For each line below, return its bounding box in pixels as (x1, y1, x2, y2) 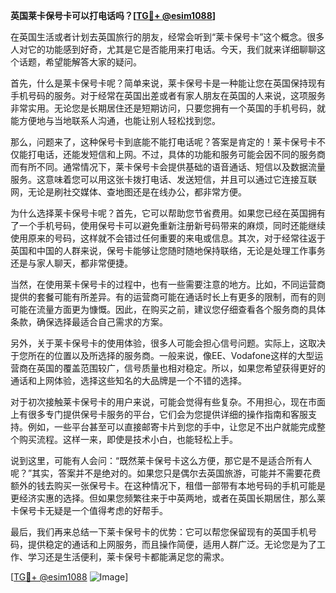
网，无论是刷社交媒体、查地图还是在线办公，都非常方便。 (10, 186, 247, 198)
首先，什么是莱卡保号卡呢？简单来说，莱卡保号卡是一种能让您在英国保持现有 (10, 77, 326, 89)
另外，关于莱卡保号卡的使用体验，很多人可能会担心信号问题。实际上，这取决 (10, 337, 326, 349)
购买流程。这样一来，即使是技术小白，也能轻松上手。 (18, 434, 238, 445)
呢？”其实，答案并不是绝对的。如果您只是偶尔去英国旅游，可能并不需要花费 (10, 467, 322, 479)
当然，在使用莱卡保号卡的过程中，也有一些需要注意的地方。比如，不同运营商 (10, 279, 326, 290)
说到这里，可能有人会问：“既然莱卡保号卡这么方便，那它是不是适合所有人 (10, 455, 313, 466)
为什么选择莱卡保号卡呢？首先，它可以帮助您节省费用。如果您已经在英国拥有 (10, 207, 326, 219)
